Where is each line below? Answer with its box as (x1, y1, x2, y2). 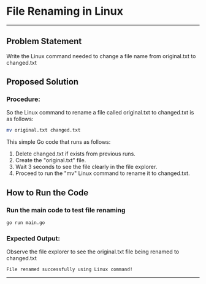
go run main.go (6, 220, 45, 226)
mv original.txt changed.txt (6, 127, 81, 133)
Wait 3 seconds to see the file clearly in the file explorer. (15, 163, 158, 171)
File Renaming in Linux (6, 4, 124, 18)
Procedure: (6, 95, 41, 103)
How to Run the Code (6, 187, 89, 198)
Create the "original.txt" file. (15, 157, 86, 164)
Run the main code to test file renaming (6, 206, 126, 214)
